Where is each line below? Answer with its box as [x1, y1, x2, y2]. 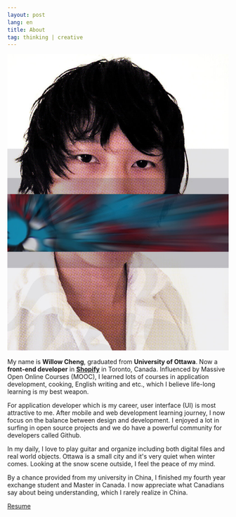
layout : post [7, 11, 46, 18]
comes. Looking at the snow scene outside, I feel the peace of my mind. [7, 460, 216, 468]
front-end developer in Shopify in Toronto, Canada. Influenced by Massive [7, 365, 225, 373]
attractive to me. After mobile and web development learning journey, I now [7, 409, 225, 417]
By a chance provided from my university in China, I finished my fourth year [7, 473, 226, 482]
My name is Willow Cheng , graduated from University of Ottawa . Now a [7, 358, 218, 366]
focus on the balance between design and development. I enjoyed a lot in [7, 416, 220, 425]
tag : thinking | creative [7, 34, 83, 41]
